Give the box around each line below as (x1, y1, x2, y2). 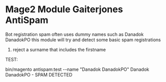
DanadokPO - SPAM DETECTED (5, 71, 73, 77)
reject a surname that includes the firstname (12, 46, 106, 52)
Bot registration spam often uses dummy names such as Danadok (5, 31, 144, 37)
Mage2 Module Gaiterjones (5, 4, 124, 15)
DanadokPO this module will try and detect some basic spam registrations (5, 37, 161, 43)
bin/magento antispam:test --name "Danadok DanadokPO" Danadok (5, 66, 150, 72)
